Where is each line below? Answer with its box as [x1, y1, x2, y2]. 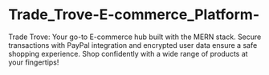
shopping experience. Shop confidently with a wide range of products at [8, 49, 248, 58]
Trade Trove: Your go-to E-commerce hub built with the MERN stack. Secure [8, 32, 262, 41]
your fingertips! [8, 57, 59, 67]
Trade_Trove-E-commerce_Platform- [8, 6, 259, 24]
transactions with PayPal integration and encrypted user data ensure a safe [8, 40, 258, 49]
